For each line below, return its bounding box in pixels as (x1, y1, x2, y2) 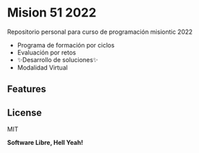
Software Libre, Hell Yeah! (7, 139, 84, 147)
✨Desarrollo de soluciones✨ (17, 55, 99, 63)
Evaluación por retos (17, 48, 76, 57)
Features (7, 83, 46, 95)
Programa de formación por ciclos (17, 41, 115, 49)
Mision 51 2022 (7, 5, 97, 21)
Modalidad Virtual (17, 63, 68, 72)
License (7, 107, 42, 119)
